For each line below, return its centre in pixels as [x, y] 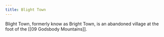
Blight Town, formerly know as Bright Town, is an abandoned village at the [82, 24]
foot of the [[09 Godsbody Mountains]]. [46, 29]
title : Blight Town [26, 10]
